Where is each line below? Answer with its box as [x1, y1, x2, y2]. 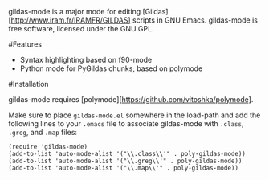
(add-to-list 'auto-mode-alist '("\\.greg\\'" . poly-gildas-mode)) [8, 157, 243, 165]
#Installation [8, 80, 50, 88]
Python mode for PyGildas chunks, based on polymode [19, 63, 203, 73]
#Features [8, 39, 43, 49]
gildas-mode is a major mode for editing [8, 7, 141, 16]
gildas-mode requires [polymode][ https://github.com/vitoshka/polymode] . [8, 95, 254, 104]
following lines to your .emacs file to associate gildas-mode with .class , [8, 119, 244, 128]
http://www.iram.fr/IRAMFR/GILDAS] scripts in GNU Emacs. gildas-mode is [10, 15, 259, 25]
